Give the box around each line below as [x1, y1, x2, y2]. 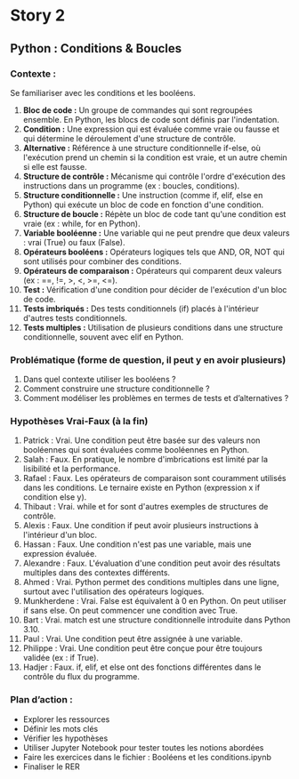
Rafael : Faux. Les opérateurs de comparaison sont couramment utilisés [22, 473, 287, 484]
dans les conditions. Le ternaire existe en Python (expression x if [22, 482, 261, 494]
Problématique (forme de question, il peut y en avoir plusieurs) [10, 353, 287, 365]
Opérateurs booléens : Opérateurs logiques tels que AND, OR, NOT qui [22, 246, 286, 257]
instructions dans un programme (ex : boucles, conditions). [22, 180, 240, 191]
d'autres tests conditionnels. [22, 312, 128, 323]
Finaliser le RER [22, 761, 81, 772]
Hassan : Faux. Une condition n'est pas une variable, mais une [22, 539, 252, 550]
